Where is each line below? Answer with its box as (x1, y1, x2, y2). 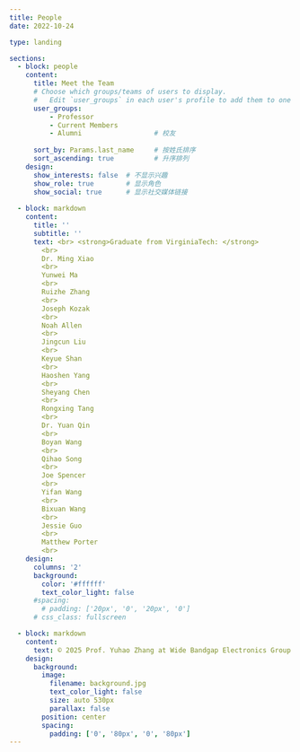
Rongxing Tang (41, 405, 94, 414)
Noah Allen (41, 320, 83, 330)
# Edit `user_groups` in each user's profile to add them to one (32, 95, 292, 104)
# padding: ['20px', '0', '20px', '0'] (41, 605, 191, 614)
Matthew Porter (41, 538, 99, 547)
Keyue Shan (41, 354, 83, 363)
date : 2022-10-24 (9, 22, 75, 31)
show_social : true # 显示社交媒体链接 (32, 188, 189, 197)
